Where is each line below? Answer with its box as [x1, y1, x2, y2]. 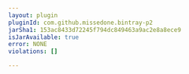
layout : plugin [8, 11, 58, 19]
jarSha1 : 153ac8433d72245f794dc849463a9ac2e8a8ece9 [8, 26, 181, 33]
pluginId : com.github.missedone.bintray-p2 [8, 19, 154, 26]
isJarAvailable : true [8, 33, 80, 41]
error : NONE [8, 41, 47, 48]
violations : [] [8, 48, 58, 55]
